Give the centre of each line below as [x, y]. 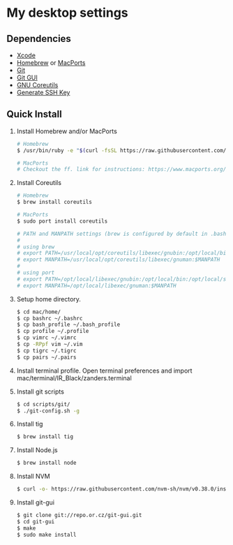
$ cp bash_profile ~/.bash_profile [68, 325]
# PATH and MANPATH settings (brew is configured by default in [112, 234]
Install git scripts [40, 391]
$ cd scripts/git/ [43, 404]
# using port [36, 273]
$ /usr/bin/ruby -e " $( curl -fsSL [67, 150]
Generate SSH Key [43, 92]
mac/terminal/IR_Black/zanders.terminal [74, 378]
